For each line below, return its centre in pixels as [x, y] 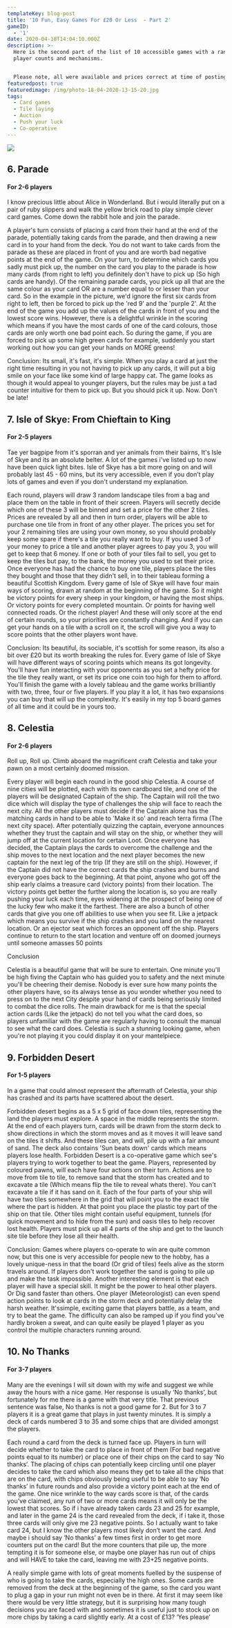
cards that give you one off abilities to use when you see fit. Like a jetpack [113, 914]
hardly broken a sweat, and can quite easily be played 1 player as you [106, 1322]
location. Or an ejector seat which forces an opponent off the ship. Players [113, 929]
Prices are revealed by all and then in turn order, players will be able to [107, 517]
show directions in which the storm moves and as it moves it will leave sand [115, 1133]
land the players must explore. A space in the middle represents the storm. [113, 1118]
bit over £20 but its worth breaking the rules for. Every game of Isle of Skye [114, 655]
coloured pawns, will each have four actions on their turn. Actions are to [110, 1170]
